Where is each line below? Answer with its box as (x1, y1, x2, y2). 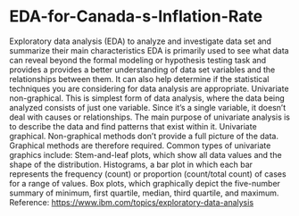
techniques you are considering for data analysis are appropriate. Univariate (9, 83, 289, 94)
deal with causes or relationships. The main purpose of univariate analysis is (9, 112, 291, 122)
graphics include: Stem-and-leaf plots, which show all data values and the (9, 149, 283, 160)
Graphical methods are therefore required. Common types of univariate (9, 140, 271, 151)
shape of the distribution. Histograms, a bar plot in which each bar (9, 159, 253, 170)
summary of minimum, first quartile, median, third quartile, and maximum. (9, 187, 279, 198)
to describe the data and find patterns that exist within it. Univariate (9, 120, 257, 131)
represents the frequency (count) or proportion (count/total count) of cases (9, 168, 287, 179)
